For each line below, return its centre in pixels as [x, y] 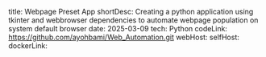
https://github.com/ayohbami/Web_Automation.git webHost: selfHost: [124, 37]
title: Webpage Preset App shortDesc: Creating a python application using [131, 12]
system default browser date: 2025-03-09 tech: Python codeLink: [118, 28]
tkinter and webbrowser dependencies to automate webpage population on [133, 20]
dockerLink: [28, 46]
